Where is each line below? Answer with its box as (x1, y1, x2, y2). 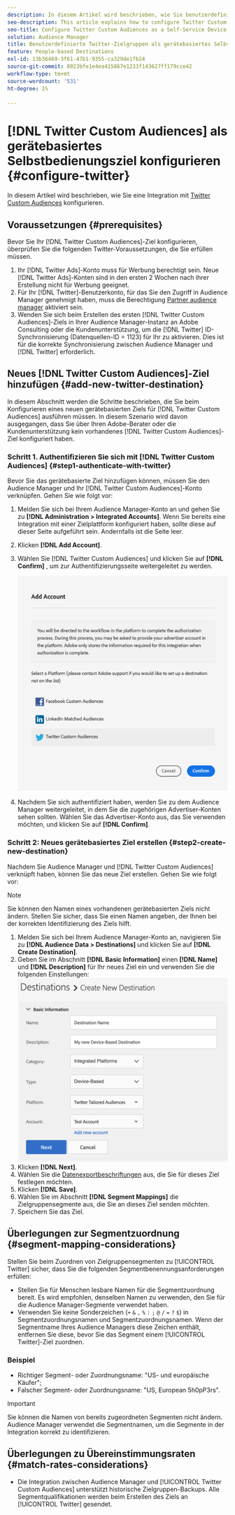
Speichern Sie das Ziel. (17, 1207, 85, 1216)
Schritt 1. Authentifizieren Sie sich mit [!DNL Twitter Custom (7, 452, 215, 462)
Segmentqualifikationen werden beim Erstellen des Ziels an (17, 1492, 189, 1500)
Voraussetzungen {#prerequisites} (7, 219, 163, 231)
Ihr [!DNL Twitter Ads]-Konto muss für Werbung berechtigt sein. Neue (17, 266, 219, 274)
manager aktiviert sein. (17, 303, 84, 311)
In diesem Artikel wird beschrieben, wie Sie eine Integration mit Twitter (7, 191, 211, 199)
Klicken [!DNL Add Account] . (17, 541, 102, 549)
